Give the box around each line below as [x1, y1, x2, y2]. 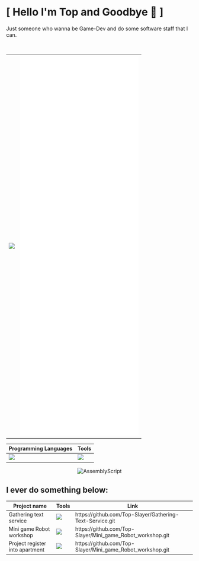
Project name [13, 502, 47, 509]
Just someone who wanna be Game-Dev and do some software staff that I [6, 25, 188, 32]
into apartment [8, 546, 45, 553]
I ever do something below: [6, 485, 108, 495]
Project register [8, 540, 46, 547]
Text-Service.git [75, 517, 115, 524]
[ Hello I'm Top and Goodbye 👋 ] [6, 5, 164, 19]
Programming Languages [8, 445, 73, 452]
